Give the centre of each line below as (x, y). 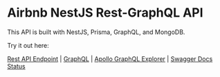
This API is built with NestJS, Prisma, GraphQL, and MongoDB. (96, 32)
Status (16, 66)
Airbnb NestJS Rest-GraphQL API (105, 13)
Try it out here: (28, 45)
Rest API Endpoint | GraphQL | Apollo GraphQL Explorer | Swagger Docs (110, 59)
